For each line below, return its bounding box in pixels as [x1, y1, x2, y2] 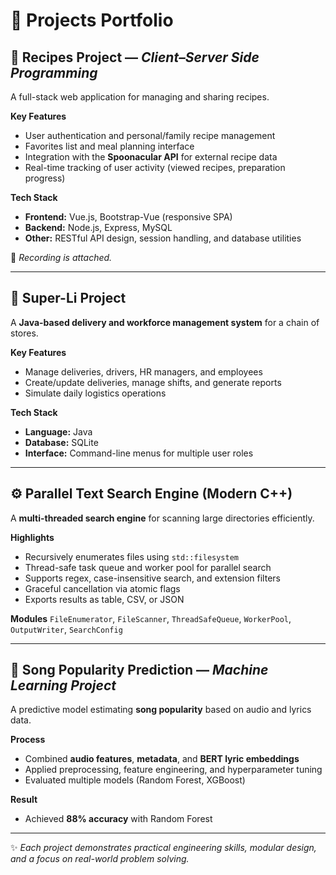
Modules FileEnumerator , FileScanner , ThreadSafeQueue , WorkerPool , [10, 612, 292, 624]
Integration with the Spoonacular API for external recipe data [24, 151, 278, 163]
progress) [24, 172, 66, 184]
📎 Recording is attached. [10, 252, 113, 263]
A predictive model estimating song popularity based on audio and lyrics [10, 704, 312, 716]
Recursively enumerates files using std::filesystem [24, 550, 240, 563]
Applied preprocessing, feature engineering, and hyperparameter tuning [24, 764, 323, 776]
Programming [10, 64, 98, 81]
